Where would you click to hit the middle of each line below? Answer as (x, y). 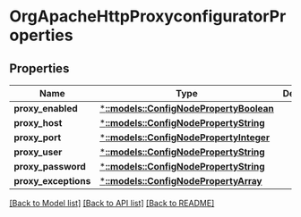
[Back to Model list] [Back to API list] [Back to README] (112, 203)
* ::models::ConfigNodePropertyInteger (185, 138)
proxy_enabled (46, 108)
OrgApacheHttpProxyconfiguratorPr (148, 17)
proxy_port (38, 138)
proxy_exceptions (52, 181)
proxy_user (38, 152)
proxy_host (38, 123)
